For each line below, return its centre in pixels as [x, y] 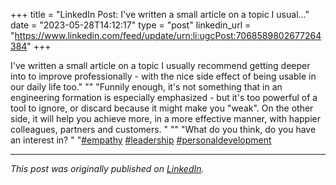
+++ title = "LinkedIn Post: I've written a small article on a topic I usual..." [160, 14]
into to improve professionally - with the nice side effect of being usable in [163, 76]
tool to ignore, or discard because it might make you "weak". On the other [162, 108]
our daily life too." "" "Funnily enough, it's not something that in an [146, 87]
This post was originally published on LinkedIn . [107, 168]
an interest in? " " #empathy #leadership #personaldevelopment [141, 140]
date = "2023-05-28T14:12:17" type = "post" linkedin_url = [131, 25]
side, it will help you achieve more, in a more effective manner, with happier [165, 118]
